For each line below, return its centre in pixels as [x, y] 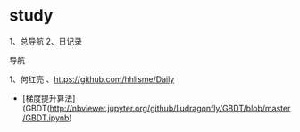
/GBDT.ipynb [46, 118]
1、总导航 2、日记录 [46, 41]
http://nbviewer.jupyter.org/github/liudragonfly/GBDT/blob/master [170, 108]
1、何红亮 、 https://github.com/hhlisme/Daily [92, 79]
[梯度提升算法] [49, 98]
